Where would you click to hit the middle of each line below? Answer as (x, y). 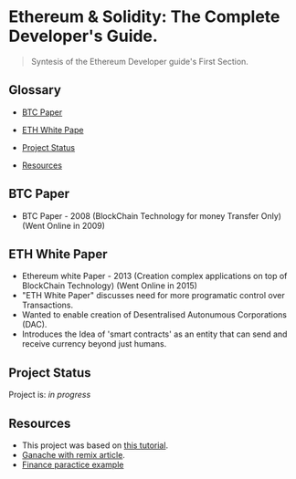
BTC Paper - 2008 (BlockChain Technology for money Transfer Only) (152, 215)
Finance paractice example (73, 464)
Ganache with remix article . (73, 455)
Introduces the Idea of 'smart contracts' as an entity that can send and (154, 334)
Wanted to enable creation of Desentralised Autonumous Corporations (154, 315)
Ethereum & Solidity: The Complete (144, 17)
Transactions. (48, 305)
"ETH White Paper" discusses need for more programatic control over (153, 296)
